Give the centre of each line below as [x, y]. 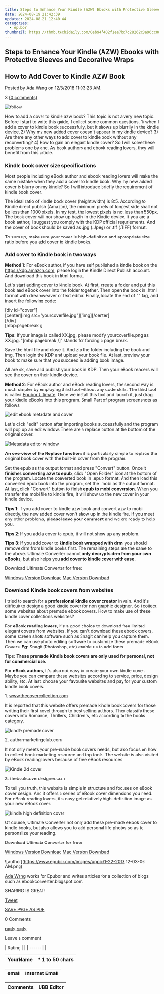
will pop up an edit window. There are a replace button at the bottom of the [80, 429]
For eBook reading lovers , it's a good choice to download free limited [75, 626]
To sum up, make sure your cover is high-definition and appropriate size [78, 237]
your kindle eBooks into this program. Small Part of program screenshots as [81, 400]
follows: [13, 405]
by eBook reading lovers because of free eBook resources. [64, 760]
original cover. [19, 434]
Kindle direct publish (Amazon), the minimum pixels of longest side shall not [81, 206]
